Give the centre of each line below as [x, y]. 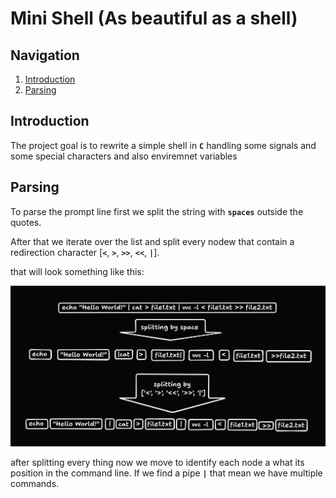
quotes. [26, 222]
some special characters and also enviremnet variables [124, 156]
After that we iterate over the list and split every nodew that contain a [152, 241]
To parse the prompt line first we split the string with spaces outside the [157, 211]
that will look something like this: [77, 271]
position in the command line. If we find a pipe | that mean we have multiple [166, 473]
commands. [35, 484]
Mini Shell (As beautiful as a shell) [154, 18]
